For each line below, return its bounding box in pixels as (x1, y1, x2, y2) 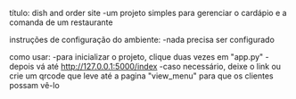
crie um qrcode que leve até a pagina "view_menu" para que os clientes (9, 70, 274, 81)
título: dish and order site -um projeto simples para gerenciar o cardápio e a (9, 8, 287, 18)
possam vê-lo (9, 80, 60, 90)
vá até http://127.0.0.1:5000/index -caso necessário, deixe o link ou (36, 62, 282, 71)
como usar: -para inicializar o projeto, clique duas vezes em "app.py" (9, 52, 264, 62)
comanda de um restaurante (9, 17, 113, 28)
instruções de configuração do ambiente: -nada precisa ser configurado (9, 35, 275, 45)
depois (9, 62, 35, 71)
